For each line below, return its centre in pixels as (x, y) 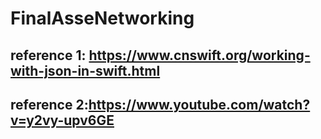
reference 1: (48, 55)
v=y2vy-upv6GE (62, 120)
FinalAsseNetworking (102, 18)
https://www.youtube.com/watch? (199, 104)
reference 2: (49, 104)
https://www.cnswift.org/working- (199, 55)
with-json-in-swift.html (85, 70)
